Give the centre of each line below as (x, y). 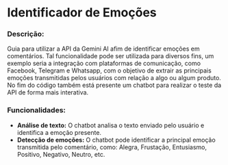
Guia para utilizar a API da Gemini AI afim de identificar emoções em (103, 49)
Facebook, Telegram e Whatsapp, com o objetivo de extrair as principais (110, 71)
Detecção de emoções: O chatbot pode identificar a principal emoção (116, 140)
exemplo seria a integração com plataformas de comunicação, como (104, 64)
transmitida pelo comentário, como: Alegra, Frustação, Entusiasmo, (112, 147)
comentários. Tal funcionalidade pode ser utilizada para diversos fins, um (111, 56)
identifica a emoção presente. (59, 132)
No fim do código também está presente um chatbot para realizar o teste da (114, 85)
